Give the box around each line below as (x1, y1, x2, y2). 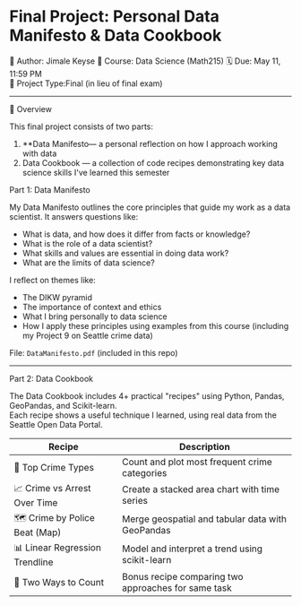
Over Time (13, 496, 58, 508)
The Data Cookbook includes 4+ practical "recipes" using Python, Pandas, (9, 390, 285, 401)
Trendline (13, 556, 54, 568)
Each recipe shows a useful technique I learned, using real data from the (9, 410, 278, 420)
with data (21, 148, 57, 159)
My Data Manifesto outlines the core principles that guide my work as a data (9, 202, 291, 212)
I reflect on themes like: (9, 274, 96, 285)
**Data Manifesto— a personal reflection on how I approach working (21, 138, 278, 149)
